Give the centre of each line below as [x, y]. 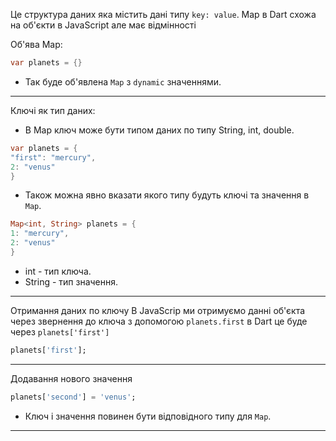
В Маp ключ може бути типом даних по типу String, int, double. [159, 130]
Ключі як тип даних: [53, 110]
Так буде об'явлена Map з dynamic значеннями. [123, 81]
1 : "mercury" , [40, 234]
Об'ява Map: [36, 44]
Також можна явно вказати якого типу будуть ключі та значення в [167, 195]
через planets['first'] [60, 331]
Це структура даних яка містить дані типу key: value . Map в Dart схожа [163, 14]
